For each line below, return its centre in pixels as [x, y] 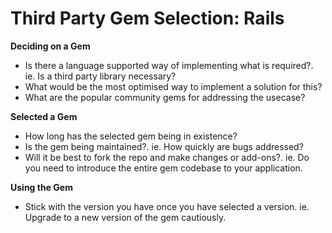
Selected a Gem [44, 116]
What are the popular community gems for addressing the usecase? [165, 97]
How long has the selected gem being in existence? [131, 136]
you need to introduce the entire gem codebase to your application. [163, 168]
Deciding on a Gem [50, 46]
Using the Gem [41, 187]
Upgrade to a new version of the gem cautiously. [125, 217]
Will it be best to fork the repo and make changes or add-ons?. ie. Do [167, 157]
